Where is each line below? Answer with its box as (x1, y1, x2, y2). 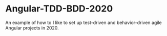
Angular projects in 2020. (5, 24, 59, 30)
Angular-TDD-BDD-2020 (5, 3, 113, 14)
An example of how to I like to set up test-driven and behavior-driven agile (5, 19, 162, 25)
